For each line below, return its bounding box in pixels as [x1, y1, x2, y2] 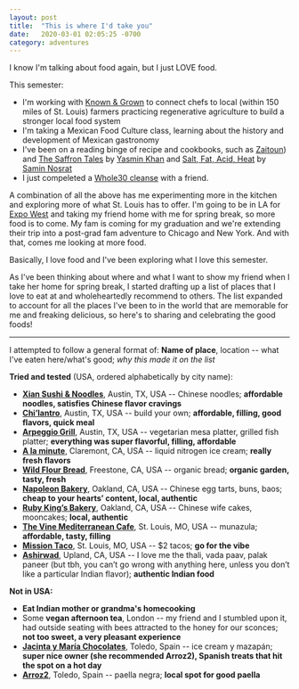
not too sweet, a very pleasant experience [21, 632, 182, 643]
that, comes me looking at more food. [9, 237, 147, 248]
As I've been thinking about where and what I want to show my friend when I [9, 272, 290, 283]
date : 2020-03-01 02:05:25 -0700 [9, 29, 141, 38]
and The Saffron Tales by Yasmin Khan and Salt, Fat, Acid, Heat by [21, 153, 267, 165]
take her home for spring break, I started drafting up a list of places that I [9, 282, 276, 292]
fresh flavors [21, 455, 71, 466]
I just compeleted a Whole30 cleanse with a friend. [21, 173, 209, 184]
